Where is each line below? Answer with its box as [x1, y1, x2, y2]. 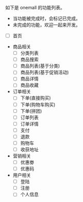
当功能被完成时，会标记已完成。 [12, 15, 80, 22]
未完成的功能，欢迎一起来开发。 [12, 22, 80, 28]
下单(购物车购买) [20, 102, 55, 108]
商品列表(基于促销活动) [20, 69, 69, 75]
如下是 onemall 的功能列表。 [5, 5, 65, 10]
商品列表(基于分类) [20, 63, 60, 69]
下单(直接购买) [20, 95, 51, 101]
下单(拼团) [20, 108, 42, 114]
